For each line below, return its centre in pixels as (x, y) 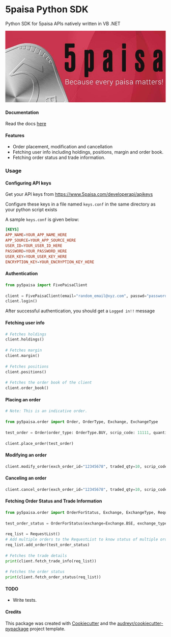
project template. (48, 629)
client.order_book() (27, 388)
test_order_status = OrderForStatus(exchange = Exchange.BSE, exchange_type (86, 523)
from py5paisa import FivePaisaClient (46, 285)
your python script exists (31, 210)
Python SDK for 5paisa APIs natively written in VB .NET (63, 24)
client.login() (21, 301)
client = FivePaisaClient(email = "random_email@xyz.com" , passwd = (76, 296)
